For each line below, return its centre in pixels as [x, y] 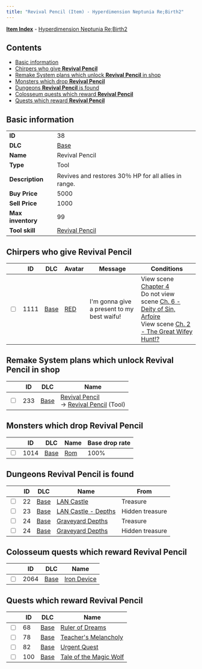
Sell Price [23, 203]
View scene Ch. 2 [166, 324]
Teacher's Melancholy [92, 637]
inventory [23, 221]
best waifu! [106, 316]
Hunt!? [150, 339]
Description [26, 179]
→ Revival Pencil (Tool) [93, 404]
